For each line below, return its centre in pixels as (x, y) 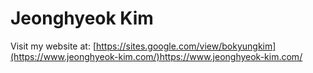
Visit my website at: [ (53, 46)
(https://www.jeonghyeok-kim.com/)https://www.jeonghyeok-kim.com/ (156, 56)
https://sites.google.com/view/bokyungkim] (186, 46)
